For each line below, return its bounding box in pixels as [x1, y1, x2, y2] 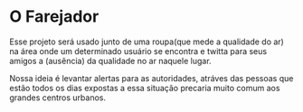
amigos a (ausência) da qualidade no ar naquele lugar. [9, 55, 212, 66]
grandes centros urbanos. [9, 92, 107, 103]
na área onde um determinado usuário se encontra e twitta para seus [9, 45, 268, 56]
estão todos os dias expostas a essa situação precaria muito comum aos [9, 82, 280, 93]
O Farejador [9, 6, 99, 27]
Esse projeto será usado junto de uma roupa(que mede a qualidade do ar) [9, 36, 285, 47]
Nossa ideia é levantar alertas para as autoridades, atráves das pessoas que [9, 72, 294, 83]
